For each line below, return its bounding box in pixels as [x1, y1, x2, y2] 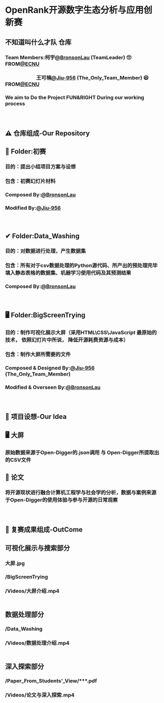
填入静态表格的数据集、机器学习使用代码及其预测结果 [5, 269, 131, 276]
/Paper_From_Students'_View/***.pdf [5, 677, 97, 684]
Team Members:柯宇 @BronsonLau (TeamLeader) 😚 [5, 54, 132, 61]
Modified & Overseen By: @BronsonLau [5, 384, 101, 391]
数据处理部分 [5, 610, 44, 618]
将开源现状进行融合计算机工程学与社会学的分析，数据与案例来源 [5, 489, 157, 496]
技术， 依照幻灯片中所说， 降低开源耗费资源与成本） [5, 337, 129, 344]
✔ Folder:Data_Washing [5, 232, 80, 240]
